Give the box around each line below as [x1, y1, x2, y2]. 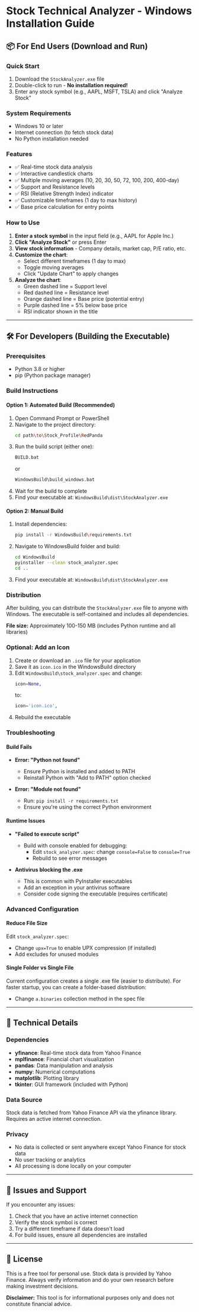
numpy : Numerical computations [14, 1068, 96, 1075]
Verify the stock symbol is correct [14, 1219, 98, 1226]
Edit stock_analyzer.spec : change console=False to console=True [32, 848, 191, 855]
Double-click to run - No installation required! [14, 81, 129, 88]
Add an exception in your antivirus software [23, 884, 130, 891]
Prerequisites [6, 352, 46, 360]
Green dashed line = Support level [23, 282, 107, 290]
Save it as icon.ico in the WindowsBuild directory [14, 663, 136, 670]
